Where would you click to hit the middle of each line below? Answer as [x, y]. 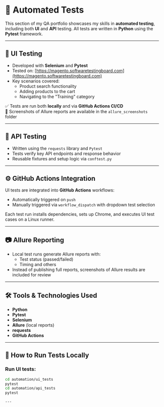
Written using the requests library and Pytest [57, 148]
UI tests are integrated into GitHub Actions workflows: [60, 190]
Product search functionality [48, 86]
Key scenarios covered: [36, 81]
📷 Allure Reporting [35, 240]
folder [11, 116]
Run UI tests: [20, 369]
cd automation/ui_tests [29, 379]
